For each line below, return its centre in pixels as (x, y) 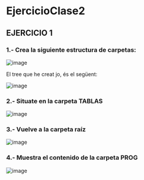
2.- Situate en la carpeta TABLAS (54, 101)
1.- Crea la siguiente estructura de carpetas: (71, 50)
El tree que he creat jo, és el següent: (52, 74)
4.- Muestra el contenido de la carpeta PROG (72, 157)
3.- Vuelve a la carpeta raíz (46, 130)
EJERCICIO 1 (29, 33)
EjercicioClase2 (46, 11)
